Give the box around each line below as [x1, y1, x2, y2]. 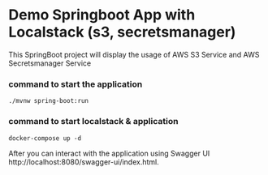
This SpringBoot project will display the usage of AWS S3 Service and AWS [8, 49, 260, 59]
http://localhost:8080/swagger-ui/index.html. [8, 156, 160, 167]
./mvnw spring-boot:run [8, 97, 89, 105]
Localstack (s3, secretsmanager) [8, 23, 236, 41]
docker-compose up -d [8, 134, 82, 143]
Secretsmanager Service [8, 58, 92, 68]
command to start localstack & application [8, 116, 179, 127]
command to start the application [8, 79, 143, 90]
